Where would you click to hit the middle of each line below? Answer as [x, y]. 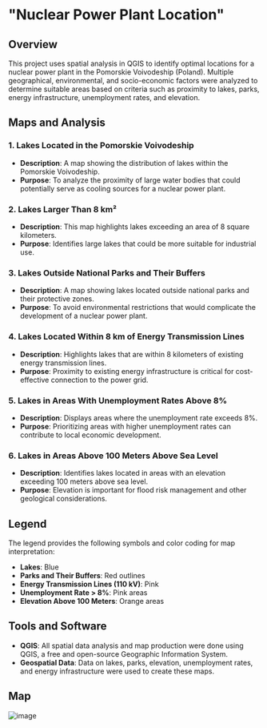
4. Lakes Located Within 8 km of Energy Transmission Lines [127, 336]
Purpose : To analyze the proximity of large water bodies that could [130, 180]
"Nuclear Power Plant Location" [116, 15]
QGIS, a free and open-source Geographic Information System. [124, 654]
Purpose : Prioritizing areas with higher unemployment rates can [126, 426]
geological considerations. [64, 499]
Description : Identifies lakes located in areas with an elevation [123, 473]
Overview [33, 44]
